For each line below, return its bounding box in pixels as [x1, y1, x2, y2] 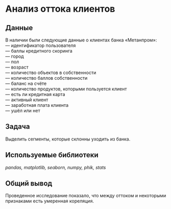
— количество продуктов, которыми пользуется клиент [5, 86, 127, 92]
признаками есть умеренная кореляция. [5, 198, 94, 204]
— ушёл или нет [5, 108, 40, 113]
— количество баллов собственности [5, 75, 88, 81]
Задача [5, 122, 30, 131]
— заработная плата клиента [5, 102, 69, 108]
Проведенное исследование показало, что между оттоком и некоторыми [5, 193, 166, 199]
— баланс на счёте [5, 80, 47, 86]
